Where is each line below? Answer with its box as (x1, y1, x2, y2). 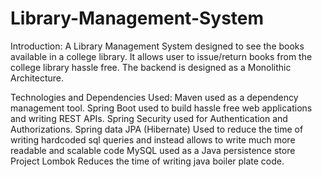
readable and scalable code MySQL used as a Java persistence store (10, 144, 296, 156)
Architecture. (10, 72, 65, 84)
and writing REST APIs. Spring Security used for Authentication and (10, 112, 288, 124)
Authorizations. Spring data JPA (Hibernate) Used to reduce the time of (10, 123, 304, 135)
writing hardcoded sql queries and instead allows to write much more (10, 133, 296, 146)
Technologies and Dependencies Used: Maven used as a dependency (10, 91, 299, 103)
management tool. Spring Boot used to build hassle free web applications (10, 102, 313, 114)
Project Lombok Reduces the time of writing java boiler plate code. (10, 155, 285, 167)
